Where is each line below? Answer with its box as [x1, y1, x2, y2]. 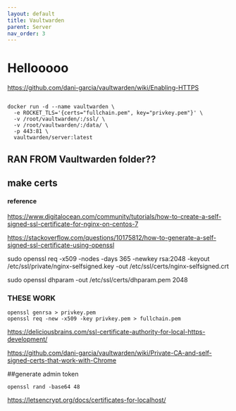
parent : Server [7, 23, 52, 30]
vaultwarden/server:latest [13, 134, 93, 141]
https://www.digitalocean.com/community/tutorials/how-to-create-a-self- [7, 213, 222, 221]
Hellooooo [7, 61, 69, 76]
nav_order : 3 [7, 30, 46, 37]
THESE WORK [7, 293, 56, 303]
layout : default [7, 10, 55, 18]
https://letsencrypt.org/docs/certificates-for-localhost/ [7, 396, 167, 405]
